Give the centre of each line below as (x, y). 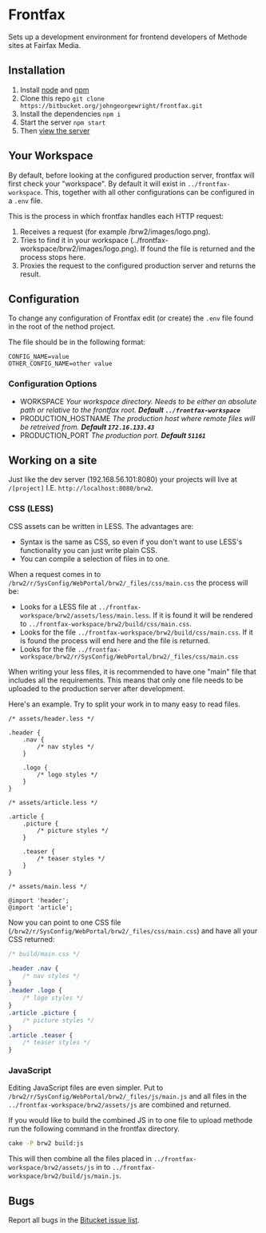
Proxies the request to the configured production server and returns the (138, 265)
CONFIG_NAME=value (39, 357)
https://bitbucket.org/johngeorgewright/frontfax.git (111, 105)
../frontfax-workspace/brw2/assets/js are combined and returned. (120, 1105)
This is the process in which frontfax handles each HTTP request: (116, 216)
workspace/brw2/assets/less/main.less (84, 616)
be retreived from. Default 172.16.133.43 (87, 427)
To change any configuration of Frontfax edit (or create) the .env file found (131, 318)
